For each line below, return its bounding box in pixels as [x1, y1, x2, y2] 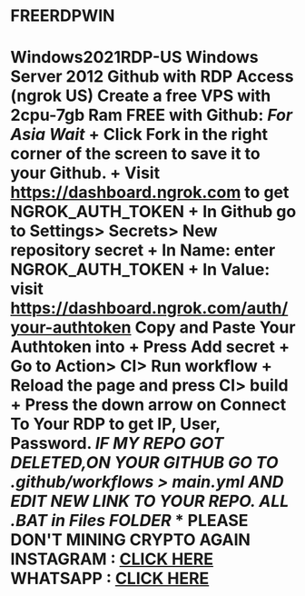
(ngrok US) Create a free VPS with [10, 85, 271, 106]
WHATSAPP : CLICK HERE [10, 569, 210, 589]
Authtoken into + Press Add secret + [10, 337, 290, 357]
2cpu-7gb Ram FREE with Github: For [10, 105, 293, 125]
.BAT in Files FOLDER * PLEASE [10, 511, 249, 531]
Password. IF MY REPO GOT [10, 433, 224, 454]
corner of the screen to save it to [10, 144, 261, 164]
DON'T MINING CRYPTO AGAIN [10, 530, 251, 551]
